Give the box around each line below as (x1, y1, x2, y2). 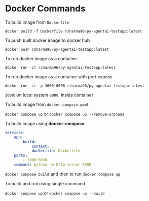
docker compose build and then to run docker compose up (5, 171, 121, 177)
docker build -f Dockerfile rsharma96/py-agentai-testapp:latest (5, 29, 142, 33)
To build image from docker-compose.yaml (5, 101, 89, 107)
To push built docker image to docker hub (5, 37, 90, 43)
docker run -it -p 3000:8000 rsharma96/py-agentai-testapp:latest (5, 83, 145, 88)
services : (5, 130, 26, 135)
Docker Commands (5, 3, 86, 14)
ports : (14, 153, 28, 158)
